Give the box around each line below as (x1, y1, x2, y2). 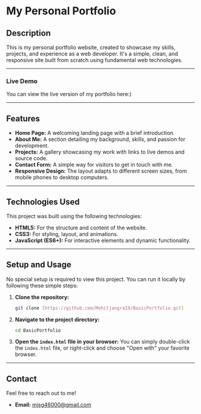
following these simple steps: (6, 282, 78, 289)
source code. (14, 155, 48, 162)
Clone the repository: (14, 293, 69, 300)
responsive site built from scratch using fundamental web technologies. (6, 57, 183, 63)
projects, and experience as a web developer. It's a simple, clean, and (6, 50, 178, 57)
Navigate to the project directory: (14, 315, 100, 323)
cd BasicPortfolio (14, 327, 61, 333)
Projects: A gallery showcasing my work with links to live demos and (14, 148, 185, 156)
